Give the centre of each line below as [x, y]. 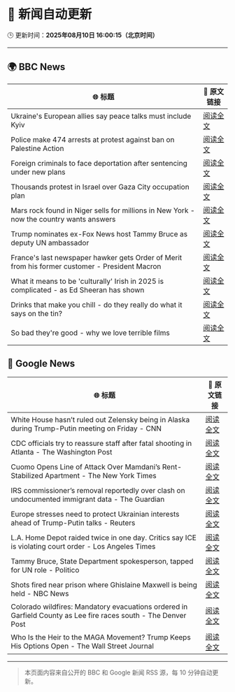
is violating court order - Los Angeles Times [83, 546]
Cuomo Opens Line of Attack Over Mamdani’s [86, 467]
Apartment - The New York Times [101, 475]
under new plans [38, 172]
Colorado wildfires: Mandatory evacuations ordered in [99, 607]
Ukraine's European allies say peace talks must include [101, 116]
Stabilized [27, 475]
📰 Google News [41, 364]
